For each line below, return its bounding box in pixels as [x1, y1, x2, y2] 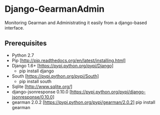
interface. [4, 25, 24, 30]
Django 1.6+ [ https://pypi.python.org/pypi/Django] [11, 62, 114, 68]
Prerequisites [4, 39, 47, 48]
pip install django [19, 68, 54, 74]
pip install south [19, 78, 52, 84]
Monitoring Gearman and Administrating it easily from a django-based [4, 20, 147, 26]
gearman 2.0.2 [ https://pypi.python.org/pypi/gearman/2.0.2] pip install [11, 99, 156, 105]
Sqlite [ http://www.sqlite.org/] [11, 84, 73, 89]
